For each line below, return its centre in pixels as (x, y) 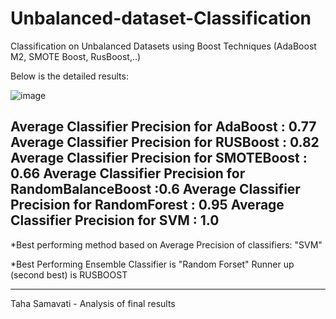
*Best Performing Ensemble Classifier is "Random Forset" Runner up (152, 264)
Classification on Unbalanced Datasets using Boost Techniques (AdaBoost (163, 46)
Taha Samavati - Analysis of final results (93, 303)
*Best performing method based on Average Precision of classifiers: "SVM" (166, 244)
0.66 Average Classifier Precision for (128, 173)
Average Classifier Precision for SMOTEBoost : (159, 158)
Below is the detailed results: (69, 76)
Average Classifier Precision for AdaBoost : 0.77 (163, 127)
